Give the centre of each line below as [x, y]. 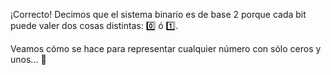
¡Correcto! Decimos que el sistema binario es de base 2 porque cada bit [158, 14]
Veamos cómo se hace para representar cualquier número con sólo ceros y [166, 48]
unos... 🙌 [28, 59]
